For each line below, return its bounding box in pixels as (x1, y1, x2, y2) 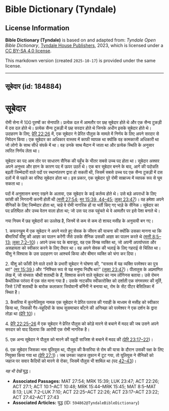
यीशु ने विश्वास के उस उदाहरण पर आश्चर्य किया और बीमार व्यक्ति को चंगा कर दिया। (5, 251, 137, 257)
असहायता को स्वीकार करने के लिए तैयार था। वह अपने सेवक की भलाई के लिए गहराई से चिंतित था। (5, 245, 161, 251)
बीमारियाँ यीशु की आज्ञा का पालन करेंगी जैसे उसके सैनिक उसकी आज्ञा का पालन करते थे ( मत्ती (5, 234, 151, 240)
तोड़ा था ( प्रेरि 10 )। (5, 311, 36, 317)
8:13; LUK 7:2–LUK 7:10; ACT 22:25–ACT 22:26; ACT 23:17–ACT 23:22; (12, 389, 159, 395)
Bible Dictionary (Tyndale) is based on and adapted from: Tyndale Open (5, 37, 156, 43)
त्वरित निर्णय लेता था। (5, 148, 40, 154)
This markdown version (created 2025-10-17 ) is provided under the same (5, 58, 156, 64)
